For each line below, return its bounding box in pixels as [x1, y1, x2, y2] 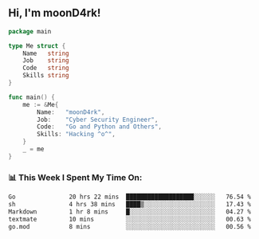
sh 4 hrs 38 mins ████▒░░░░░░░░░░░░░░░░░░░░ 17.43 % [8, 200, 251, 208]
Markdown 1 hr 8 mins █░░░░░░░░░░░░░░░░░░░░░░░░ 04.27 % [8, 207, 251, 216]
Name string [22, 49, 69, 57]
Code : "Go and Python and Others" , [37, 123, 162, 131]
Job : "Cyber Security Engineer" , [37, 116, 159, 123]
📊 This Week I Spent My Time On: [8, 171, 143, 182]
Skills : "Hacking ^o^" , [37, 131, 116, 139]
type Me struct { [8, 41, 66, 50]
